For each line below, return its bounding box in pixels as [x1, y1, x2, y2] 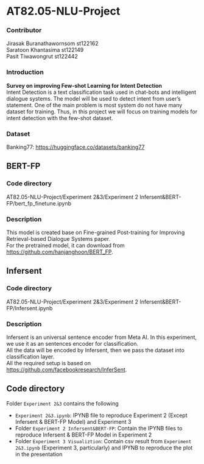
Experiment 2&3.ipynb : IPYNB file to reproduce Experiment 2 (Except [15, 412, 188, 419]
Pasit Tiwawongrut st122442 [6, 53, 78, 60]
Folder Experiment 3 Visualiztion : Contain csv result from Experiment [15, 437, 192, 444]
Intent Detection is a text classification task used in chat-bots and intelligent [6, 88, 197, 96]
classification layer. [6, 353, 55, 360]
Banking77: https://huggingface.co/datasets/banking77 [6, 143, 145, 151]
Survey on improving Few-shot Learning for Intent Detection [6, 82, 163, 89]
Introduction [6, 68, 44, 77]
